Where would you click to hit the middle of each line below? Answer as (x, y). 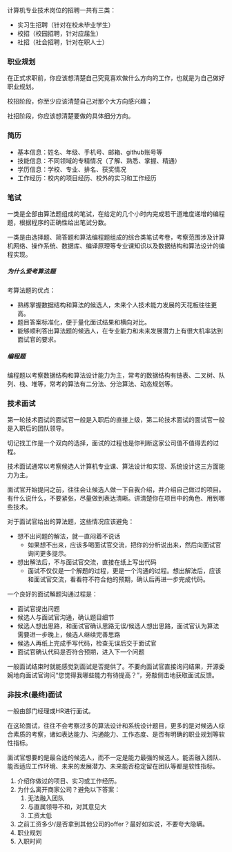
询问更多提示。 (49, 554)
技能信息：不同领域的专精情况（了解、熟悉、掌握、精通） (99, 160)
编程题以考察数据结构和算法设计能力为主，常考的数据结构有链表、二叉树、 (113, 375)
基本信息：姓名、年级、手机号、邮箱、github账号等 (90, 152)
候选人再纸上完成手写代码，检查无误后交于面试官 (87, 643)
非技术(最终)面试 (35, 695)
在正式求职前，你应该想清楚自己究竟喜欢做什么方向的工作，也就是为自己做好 (116, 78)
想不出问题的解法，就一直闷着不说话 (69, 536)
